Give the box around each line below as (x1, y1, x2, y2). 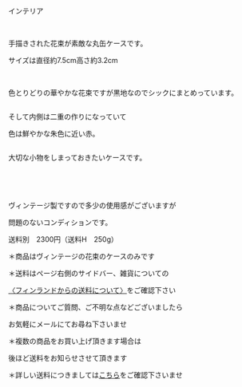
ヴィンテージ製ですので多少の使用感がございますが (8, 201, 177, 210)
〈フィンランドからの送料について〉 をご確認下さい (8, 286, 177, 294)
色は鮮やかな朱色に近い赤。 (8, 129, 100, 138)
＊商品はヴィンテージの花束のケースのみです (8, 251, 156, 261)
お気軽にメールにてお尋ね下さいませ (8, 319, 128, 329)
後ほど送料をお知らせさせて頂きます (8, 353, 128, 362)
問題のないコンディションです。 (8, 218, 113, 227)
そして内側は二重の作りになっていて (8, 112, 127, 121)
